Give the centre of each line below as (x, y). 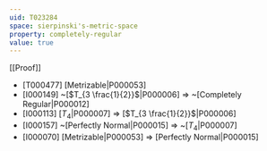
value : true (31, 42)
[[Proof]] (26, 68)
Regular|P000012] (56, 105)
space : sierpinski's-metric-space (74, 26)
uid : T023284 (34, 17)
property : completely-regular (66, 34)
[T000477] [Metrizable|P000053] (84, 85)
